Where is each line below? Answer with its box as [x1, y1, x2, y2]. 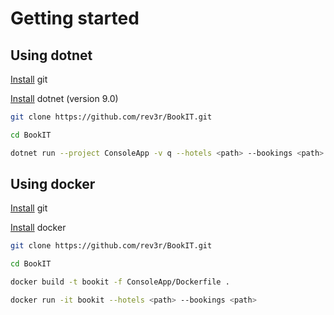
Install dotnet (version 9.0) [10, 93, 119, 104]
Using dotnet [10, 47, 93, 64]
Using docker [10, 176, 96, 193]
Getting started [10, 7, 140, 30]
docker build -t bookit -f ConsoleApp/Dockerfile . [10, 277, 230, 287]
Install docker [10, 222, 67, 234]
